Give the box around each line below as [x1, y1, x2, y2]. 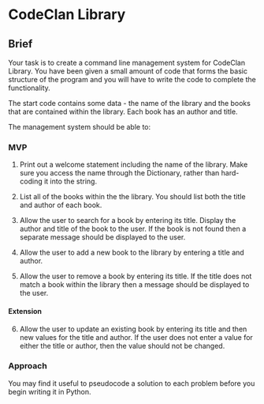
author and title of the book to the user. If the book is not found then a [19, 224, 247, 234]
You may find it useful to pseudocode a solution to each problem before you [8, 378, 255, 388]
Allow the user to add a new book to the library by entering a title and [19, 247, 244, 258]
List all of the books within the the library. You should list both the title [19, 192, 246, 202]
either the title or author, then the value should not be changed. [19, 341, 225, 350]
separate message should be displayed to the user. [19, 232, 186, 242]
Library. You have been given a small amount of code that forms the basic [8, 66, 248, 76]
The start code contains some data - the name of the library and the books [8, 99, 251, 108]
